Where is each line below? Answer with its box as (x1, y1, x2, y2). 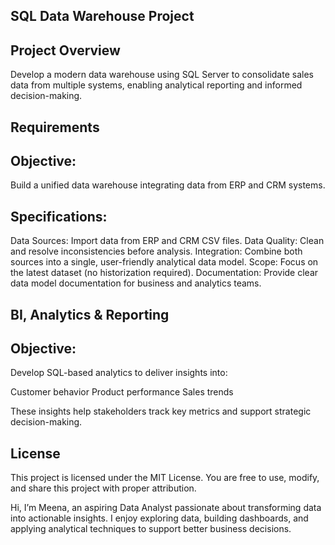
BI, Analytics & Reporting (10, 306, 170, 323)
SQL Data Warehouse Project (10, 8, 195, 25)
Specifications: (10, 208, 108, 225)
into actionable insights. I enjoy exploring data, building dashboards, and (10, 512, 309, 524)
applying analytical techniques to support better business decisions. (10, 523, 292, 535)
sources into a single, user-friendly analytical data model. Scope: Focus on (10, 256, 319, 268)
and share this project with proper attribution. (10, 482, 197, 494)
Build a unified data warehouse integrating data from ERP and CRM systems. (10, 179, 326, 191)
